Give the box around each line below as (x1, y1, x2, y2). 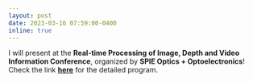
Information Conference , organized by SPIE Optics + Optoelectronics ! (8, 57, 246, 66)
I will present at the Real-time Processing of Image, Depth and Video (8, 49, 240, 58)
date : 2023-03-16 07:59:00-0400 (8, 19, 117, 27)
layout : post (8, 11, 52, 20)
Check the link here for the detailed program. (8, 65, 159, 75)
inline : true (8, 26, 52, 34)
